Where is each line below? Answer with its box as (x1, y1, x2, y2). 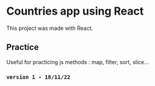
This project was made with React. (6, 24, 93, 32)
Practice (6, 42, 39, 52)
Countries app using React (6, 4, 144, 18)
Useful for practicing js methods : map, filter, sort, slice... (6, 58, 150, 65)
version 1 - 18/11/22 (6, 73, 71, 81)
